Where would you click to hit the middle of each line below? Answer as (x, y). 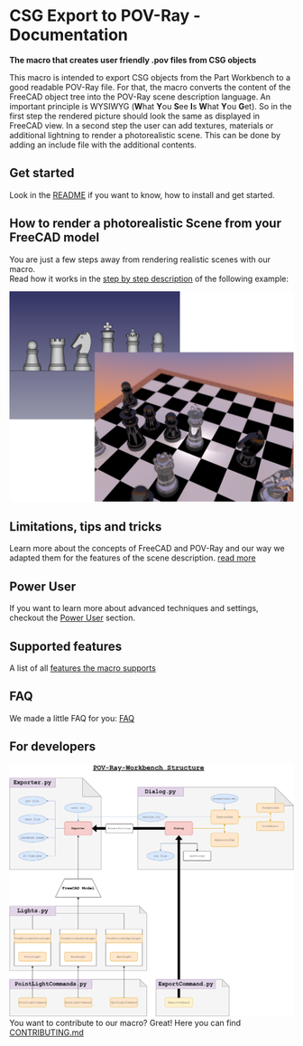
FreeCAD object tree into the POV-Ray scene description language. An (140, 97)
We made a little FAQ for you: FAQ (72, 718)
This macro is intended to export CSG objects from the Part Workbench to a (150, 77)
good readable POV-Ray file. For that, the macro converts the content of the (150, 87)
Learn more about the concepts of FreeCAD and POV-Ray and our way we (147, 549)
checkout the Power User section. (72, 618)
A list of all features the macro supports (83, 668)
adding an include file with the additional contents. (103, 145)
